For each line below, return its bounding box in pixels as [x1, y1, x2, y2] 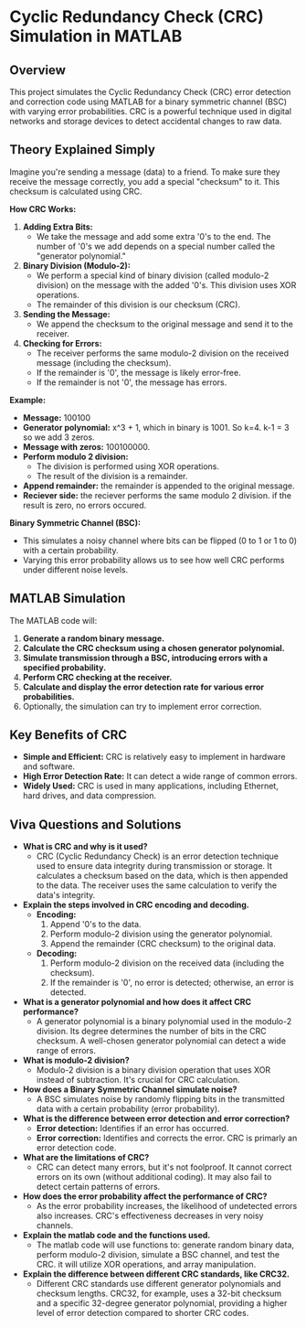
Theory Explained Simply [9, 142, 155, 157]
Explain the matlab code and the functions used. [22, 1230, 211, 1241]
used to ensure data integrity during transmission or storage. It [36, 861, 272, 872]
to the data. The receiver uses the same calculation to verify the [36, 880, 277, 891]
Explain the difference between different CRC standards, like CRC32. [22, 1268, 290, 1279]
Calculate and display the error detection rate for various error [22, 681, 265, 692]
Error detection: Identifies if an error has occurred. [36, 1123, 229, 1134]
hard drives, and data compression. [22, 790, 157, 801]
